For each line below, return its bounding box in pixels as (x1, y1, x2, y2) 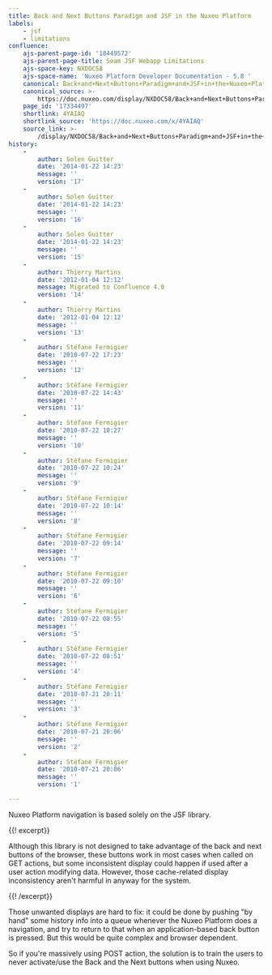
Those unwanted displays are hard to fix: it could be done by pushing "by (8, 907, 253, 917)
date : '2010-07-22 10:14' (37, 502, 125, 510)
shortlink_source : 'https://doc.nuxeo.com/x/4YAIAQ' (23, 118, 205, 126)
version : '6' (37, 592, 82, 601)
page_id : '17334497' (23, 102, 92, 110)
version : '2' (37, 742, 82, 750)
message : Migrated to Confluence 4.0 (37, 283, 164, 292)
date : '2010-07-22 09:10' (37, 577, 125, 585)
